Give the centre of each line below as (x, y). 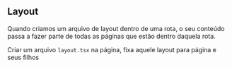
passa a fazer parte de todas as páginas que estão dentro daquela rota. (111, 36)
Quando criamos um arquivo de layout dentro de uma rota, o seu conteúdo (116, 28)
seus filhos (23, 57)
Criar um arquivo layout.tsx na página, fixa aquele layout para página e (112, 49)
